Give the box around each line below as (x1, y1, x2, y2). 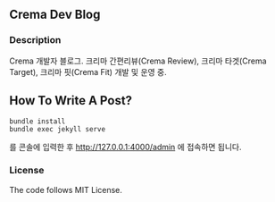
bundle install (9, 116, 66, 126)
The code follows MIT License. (9, 184, 123, 195)
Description (9, 34, 62, 46)
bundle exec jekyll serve (9, 124, 105, 133)
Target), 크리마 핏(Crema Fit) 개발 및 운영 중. (9, 66, 167, 77)
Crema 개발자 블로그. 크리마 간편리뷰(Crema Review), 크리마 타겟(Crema (9, 55, 267, 66)
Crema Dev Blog (9, 7, 101, 22)
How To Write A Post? (9, 93, 132, 108)
